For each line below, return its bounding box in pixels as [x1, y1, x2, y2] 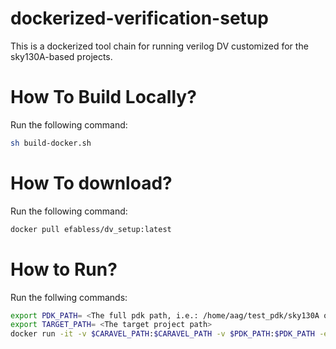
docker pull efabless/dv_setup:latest [10, 224, 172, 234]
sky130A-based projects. [10, 50, 113, 62]
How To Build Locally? [10, 86, 197, 109]
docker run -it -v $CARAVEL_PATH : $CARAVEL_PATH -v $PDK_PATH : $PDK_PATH [10, 329, 315, 339]
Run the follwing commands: [10, 291, 128, 303]
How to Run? [10, 258, 118, 281]
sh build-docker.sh [10, 138, 92, 148]
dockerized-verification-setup [10, 7, 269, 30]
